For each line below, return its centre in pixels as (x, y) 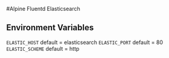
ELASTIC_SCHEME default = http (43, 48)
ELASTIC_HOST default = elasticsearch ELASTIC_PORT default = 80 (85, 42)
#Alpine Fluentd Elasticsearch (43, 9)
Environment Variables (50, 27)
